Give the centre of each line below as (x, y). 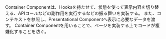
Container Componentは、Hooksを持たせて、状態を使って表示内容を (76, 7)
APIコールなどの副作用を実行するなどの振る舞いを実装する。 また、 (87, 13)
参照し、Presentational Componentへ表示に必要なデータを (91, 19)
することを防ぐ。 (31, 31)
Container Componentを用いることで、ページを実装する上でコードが (85, 25)
